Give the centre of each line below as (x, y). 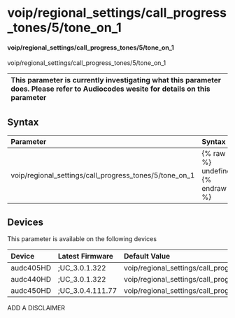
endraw (214, 189)
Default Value (147, 256)
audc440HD (31, 280)
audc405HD (31, 268)
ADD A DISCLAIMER (36, 308)
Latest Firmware (86, 256)
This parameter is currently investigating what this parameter (116, 80)
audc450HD (31, 291)
